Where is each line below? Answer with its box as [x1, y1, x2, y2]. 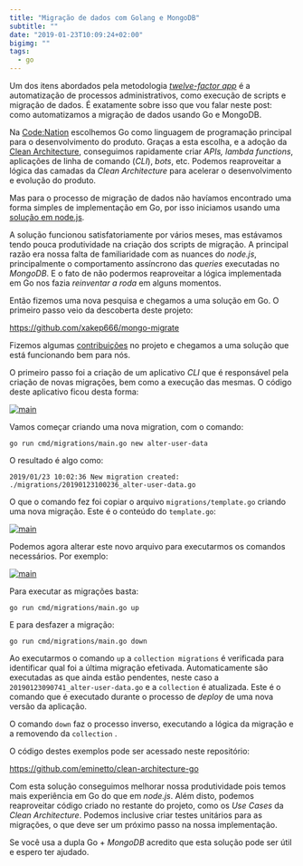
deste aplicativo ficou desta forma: [9, 386, 139, 397]
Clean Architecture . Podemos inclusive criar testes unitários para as [9, 810, 262, 821]
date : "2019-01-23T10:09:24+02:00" [9, 30, 144, 39]
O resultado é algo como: [9, 455, 104, 465]
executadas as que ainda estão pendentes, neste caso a [9, 672, 220, 683]
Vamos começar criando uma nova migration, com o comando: [9, 422, 244, 432]
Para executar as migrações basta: [9, 586, 139, 597]
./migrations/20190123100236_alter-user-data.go [9, 481, 196, 490]
